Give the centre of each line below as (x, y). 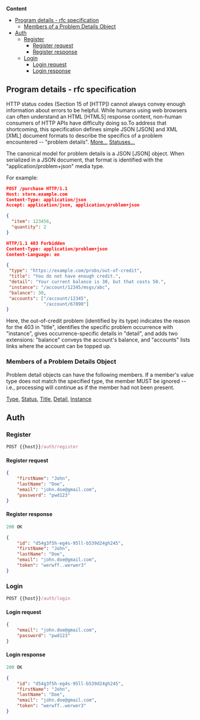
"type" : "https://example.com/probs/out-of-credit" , (76, 271)
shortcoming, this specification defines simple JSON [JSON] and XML (92, 129)
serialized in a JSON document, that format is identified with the (85, 160)
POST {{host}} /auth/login (38, 598)
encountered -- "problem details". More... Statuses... (71, 142)
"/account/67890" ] (66, 304)
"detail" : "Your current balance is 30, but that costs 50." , (87, 282)
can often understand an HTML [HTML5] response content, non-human (94, 116)
